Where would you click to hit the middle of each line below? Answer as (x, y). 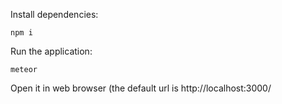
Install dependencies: (54, 14)
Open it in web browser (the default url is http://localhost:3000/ (141, 88)
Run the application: (51, 51)
